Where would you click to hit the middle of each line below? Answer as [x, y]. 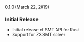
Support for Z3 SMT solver [39, 35]
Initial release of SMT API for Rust [45, 30]
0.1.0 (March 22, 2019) [27, 7]
